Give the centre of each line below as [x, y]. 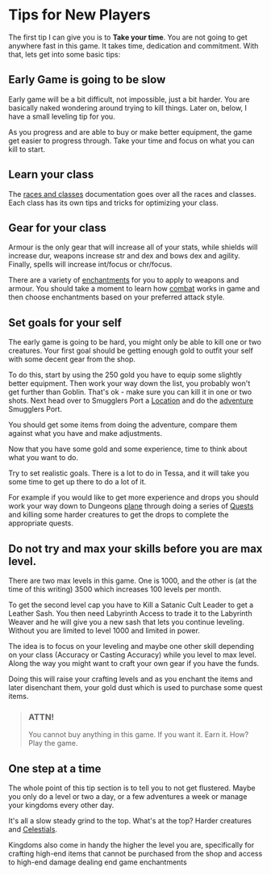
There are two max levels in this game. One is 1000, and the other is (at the [133, 580]
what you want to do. [44, 458]
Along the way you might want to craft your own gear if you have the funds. [134, 663]
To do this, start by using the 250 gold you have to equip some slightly [125, 375]
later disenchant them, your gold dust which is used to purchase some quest [135, 687]
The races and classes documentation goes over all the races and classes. [132, 194]
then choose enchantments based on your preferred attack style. [117, 297]
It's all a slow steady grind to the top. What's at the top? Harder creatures [130, 821]
